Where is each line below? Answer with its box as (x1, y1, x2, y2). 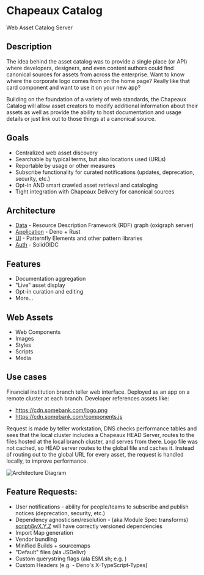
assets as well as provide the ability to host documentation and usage (6, 108, 182, 116)
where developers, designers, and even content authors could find (6, 64, 174, 71)
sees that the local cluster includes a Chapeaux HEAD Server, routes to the (6, 431, 195, 438)
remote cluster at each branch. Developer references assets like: (6, 394, 169, 402)
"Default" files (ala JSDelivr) (15, 548, 87, 555)
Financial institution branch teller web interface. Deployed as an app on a (6, 388, 190, 396)
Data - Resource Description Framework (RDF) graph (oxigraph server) (15, 222, 194, 229)
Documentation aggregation (15, 275, 86, 283)
